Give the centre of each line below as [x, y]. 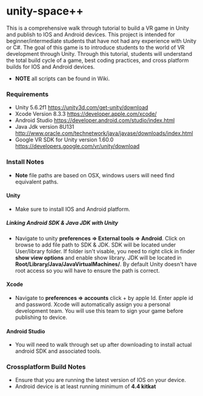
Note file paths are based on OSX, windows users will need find [95, 175]
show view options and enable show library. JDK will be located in [98, 258]
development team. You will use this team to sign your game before [99, 310]
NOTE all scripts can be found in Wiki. [62, 78]
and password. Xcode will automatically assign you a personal [93, 304]
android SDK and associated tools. [58, 351]
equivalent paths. [37, 182]
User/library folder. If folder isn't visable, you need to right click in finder [105, 251]
